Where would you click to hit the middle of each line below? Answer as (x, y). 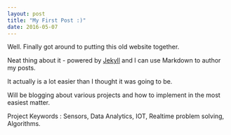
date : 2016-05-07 (33, 27)
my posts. (22, 68)
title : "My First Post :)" (47, 20)
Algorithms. (24, 124)
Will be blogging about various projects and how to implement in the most (114, 95)
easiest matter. (29, 103)
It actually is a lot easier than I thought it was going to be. (90, 82)
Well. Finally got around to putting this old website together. (93, 47)
